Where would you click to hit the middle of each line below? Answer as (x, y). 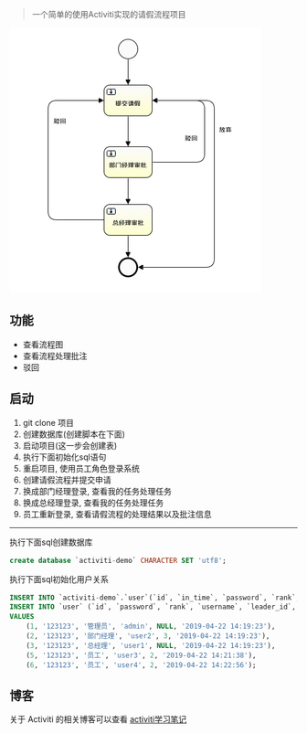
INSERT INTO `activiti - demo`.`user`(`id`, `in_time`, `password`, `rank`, (155, 598)
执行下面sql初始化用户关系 (59, 579)
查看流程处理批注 (55, 356)
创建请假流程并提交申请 (67, 480)
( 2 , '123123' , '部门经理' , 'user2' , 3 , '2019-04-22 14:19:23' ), (148, 636)
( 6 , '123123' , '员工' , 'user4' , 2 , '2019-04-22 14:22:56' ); (141, 665)
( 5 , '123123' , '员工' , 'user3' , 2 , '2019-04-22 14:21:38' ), (141, 655)
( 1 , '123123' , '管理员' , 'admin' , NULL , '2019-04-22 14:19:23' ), (151, 627)
